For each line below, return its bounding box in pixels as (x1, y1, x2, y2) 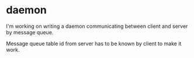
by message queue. (6, 28, 54, 35)
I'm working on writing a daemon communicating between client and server (6, 23, 188, 30)
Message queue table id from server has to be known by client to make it (6, 40, 182, 47)
